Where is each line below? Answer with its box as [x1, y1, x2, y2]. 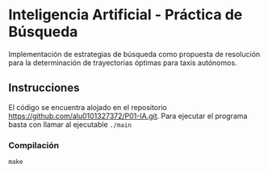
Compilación [8, 139, 60, 150]
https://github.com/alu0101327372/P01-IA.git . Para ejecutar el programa [8, 111, 248, 121]
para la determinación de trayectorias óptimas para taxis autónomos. [8, 58, 237, 68]
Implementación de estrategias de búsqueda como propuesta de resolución [8, 49, 261, 59]
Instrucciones [8, 81, 80, 95]
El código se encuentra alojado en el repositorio [8, 102, 167, 112]
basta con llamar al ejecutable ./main [8, 119, 132, 129]
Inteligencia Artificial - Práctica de [8, 6, 243, 24]
